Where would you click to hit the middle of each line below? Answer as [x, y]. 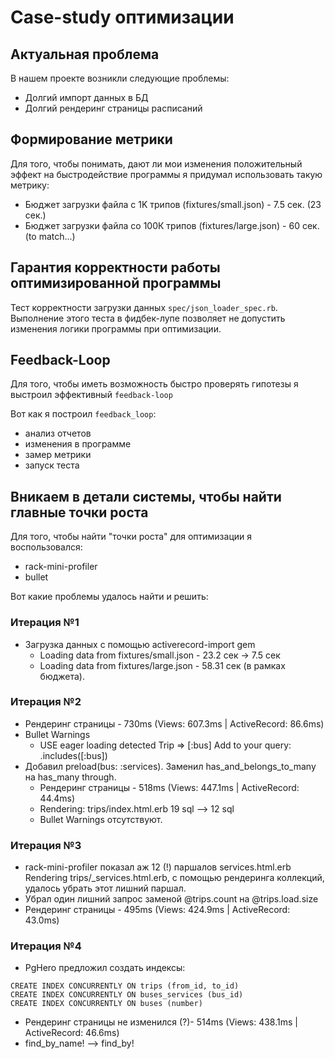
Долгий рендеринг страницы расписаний [113, 108]
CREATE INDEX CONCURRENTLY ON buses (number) [106, 1004]
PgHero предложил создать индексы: [105, 968]
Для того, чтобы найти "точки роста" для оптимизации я [131, 537]
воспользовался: [46, 547]
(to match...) [50, 236]
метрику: [30, 185]
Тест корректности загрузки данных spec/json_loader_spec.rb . [144, 307]
